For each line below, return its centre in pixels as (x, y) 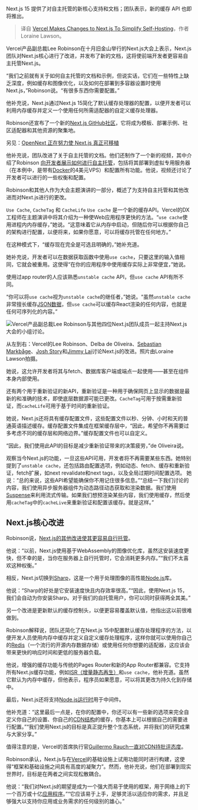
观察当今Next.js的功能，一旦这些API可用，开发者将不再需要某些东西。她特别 (99, 458)
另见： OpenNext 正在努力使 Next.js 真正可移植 (63, 143)
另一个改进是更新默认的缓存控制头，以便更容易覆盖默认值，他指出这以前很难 (99, 610)
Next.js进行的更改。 (45, 197)
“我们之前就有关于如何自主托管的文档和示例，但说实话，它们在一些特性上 (95, 76)
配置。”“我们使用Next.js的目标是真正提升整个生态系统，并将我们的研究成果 (100, 726)
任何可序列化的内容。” (32, 312)
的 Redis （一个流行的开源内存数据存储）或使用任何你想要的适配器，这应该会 (98, 645)
